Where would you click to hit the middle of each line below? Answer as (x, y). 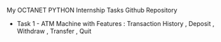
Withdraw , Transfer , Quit (54, 31)
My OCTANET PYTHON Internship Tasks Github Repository (92, 10)
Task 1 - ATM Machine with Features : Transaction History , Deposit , (115, 23)
